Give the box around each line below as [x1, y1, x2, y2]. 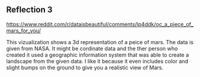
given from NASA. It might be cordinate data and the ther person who [6, 45, 178, 52]
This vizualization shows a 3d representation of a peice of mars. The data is [6, 38, 194, 45]
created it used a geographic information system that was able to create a [6, 51, 189, 58]
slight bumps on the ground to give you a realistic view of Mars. [6, 64, 164, 71]
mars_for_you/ [6, 27, 41, 34]
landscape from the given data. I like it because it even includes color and [6, 57, 189, 64]
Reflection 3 [6, 5, 53, 15]
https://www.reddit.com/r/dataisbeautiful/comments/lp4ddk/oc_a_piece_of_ [6, 20, 194, 27]
